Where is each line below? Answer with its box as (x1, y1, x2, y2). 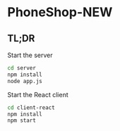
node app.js (7, 77, 42, 85)
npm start (7, 117, 37, 124)
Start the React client (7, 90, 68, 99)
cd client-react (7, 104, 55, 111)
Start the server (7, 51, 53, 59)
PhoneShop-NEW (7, 4, 113, 20)
